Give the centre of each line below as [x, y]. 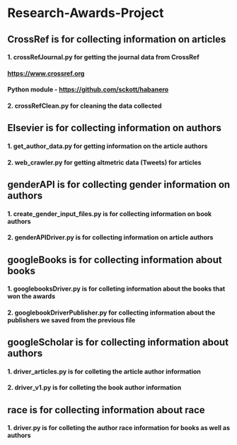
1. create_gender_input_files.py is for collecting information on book [110, 213]
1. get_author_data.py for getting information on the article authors [108, 146]
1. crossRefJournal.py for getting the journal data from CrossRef [103, 57]
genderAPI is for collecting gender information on [119, 185]
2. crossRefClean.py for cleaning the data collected [85, 106]
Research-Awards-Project [86, 13]
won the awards [31, 296]
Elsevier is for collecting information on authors [114, 128]
